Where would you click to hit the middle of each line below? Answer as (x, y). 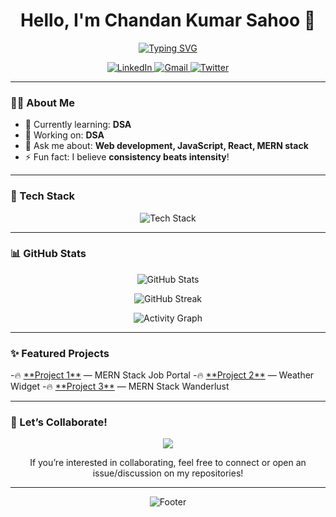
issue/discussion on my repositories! (168, 473)
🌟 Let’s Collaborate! (59, 422)
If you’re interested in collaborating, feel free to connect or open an (168, 463)
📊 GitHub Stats (48, 254)
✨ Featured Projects (60, 353)
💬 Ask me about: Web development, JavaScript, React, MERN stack (166, 146)
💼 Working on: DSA (64, 135)
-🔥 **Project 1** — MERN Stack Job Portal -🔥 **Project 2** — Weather (162, 375)
